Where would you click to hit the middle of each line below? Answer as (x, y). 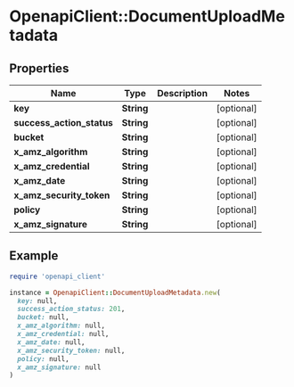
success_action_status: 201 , (71, 309)
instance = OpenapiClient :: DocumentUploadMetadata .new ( (115, 292)
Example (34, 256)
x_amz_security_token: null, (71, 350)
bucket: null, (43, 317)
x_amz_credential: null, (63, 334)
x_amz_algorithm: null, (61, 326)
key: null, (37, 301)
